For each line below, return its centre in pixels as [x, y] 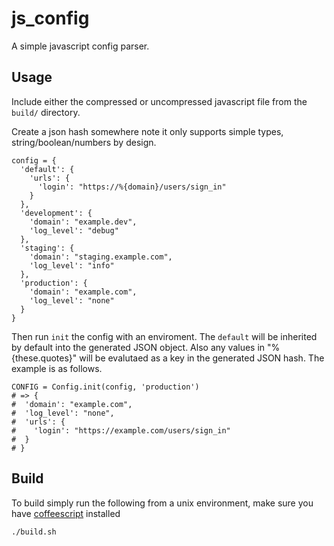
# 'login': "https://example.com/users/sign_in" [121, 430]
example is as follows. [57, 368]
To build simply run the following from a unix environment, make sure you [162, 503]
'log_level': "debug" [74, 230]
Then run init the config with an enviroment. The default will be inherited [164, 336]
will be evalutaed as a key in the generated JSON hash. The [202, 358]
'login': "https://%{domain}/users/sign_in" [132, 187]
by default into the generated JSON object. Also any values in [138, 347]
